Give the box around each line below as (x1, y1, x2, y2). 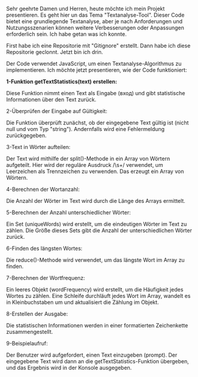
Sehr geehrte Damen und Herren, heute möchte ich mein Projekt (6, 5, 165, 12)
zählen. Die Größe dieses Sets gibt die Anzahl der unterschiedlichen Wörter (6, 227, 193, 234)
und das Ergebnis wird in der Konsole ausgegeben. (6, 364, 132, 371)
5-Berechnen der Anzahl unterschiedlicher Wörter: (6, 209, 131, 216)
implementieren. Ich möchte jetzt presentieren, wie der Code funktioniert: (6, 66, 187, 74)
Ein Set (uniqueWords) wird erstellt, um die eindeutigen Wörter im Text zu (6, 221, 187, 227)
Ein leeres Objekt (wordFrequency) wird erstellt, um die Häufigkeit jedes (6, 286, 184, 293)
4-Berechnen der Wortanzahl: (6, 186, 80, 193)
